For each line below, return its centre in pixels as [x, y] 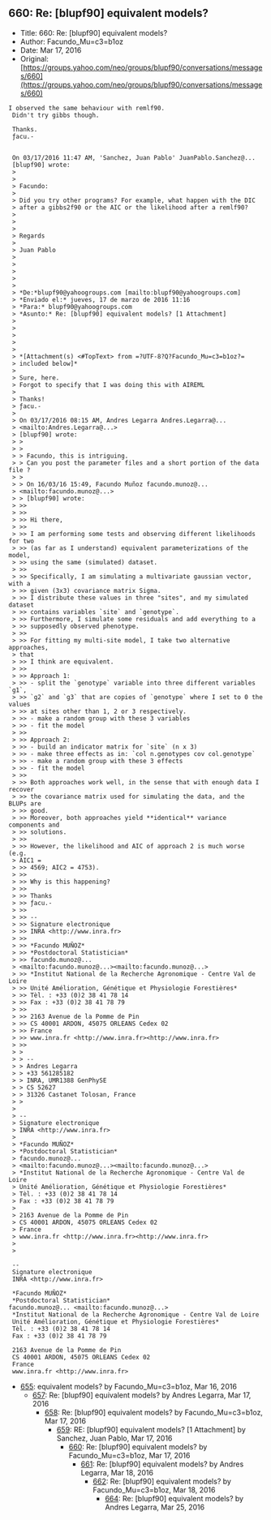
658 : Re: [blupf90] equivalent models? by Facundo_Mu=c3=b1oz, [154, 1412]
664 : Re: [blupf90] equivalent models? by [174, 1498]
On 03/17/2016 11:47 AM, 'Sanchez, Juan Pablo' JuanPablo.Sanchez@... [133, 157]
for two [22, 541]
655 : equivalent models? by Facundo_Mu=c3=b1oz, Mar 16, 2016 [129, 1386]
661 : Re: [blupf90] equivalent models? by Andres [162, 1464]
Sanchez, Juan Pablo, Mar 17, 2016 [114, 1438]
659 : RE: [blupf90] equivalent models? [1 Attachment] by [151, 1429]
